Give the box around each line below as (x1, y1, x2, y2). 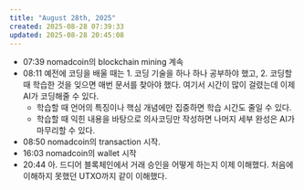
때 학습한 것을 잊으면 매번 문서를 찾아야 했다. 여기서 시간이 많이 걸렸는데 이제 (22, 79, 296, 90)
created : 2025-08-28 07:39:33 (9, 22, 125, 31)
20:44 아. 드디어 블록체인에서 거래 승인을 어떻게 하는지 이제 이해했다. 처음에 (22, 159, 294, 170)
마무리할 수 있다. (36, 125, 96, 136)
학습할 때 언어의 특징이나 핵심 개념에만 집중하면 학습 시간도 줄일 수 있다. (36, 102, 292, 113)
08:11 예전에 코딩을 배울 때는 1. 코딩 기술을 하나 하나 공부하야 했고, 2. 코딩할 (22, 68, 292, 79)
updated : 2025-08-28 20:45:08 (9, 30, 125, 39)
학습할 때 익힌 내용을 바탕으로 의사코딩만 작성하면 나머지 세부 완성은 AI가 (36, 113, 295, 124)
